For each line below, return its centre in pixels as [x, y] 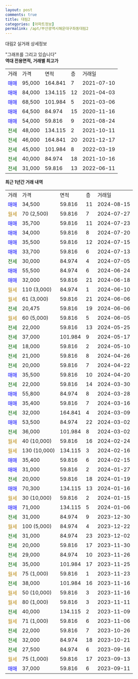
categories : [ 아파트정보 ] [30, 24]
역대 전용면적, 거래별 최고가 [32, 61]
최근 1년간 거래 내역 [24, 182]
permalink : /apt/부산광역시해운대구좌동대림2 [47, 29]
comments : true [21, 15]
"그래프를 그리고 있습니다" [31, 55]
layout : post [19, 10]
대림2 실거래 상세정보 [26, 44]
